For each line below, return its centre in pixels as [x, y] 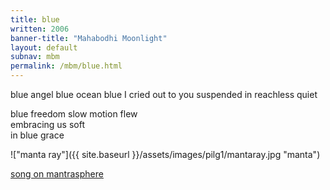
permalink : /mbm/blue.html [66, 66]
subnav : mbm [35, 57]
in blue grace [37, 135]
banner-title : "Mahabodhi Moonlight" [89, 38]
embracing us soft [47, 124]
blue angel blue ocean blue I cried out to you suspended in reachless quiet [164, 94]
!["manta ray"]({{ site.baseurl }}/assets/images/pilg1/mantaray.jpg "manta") [165, 154]
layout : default [44, 47]
